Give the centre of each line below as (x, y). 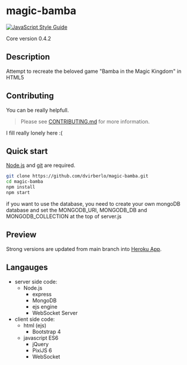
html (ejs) (35, 325)
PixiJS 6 (42, 350)
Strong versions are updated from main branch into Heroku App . (84, 249)
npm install (21, 187)
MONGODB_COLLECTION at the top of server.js (64, 216)
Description (28, 57)
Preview (21, 235)
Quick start (27, 151)
